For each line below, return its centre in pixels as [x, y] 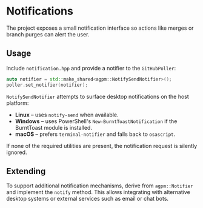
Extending [26, 171]
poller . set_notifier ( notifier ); [47, 85]
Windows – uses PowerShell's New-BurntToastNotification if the [96, 121]
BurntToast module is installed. [54, 127]
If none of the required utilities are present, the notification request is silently [102, 146]
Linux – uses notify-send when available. [67, 115]
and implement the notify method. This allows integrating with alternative [98, 192]
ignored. [17, 152]
